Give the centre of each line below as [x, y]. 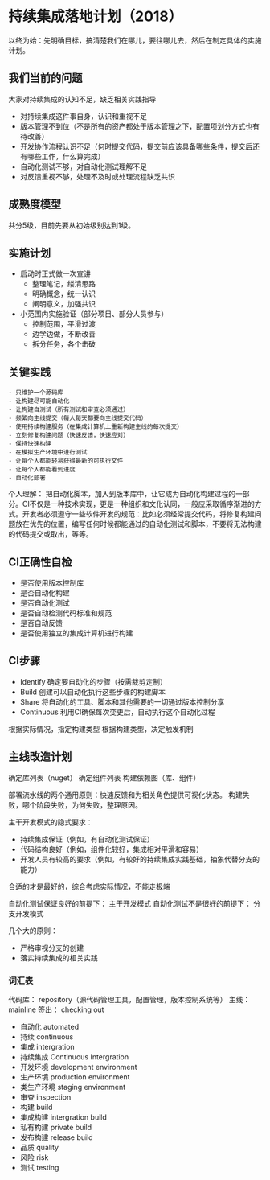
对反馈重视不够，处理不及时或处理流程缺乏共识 [97, 176]
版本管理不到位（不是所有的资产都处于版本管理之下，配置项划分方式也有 [139, 126]
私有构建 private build [56, 1127]
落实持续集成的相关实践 [59, 957]
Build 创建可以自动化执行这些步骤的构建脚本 [93, 692]
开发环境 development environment [78, 1067]
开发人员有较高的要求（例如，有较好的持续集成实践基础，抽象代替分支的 [139, 859]
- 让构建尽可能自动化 [39, 401]
